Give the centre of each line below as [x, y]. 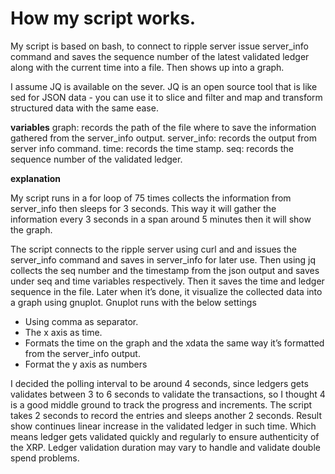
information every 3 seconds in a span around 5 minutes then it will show [161, 219]
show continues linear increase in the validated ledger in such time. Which [163, 426]
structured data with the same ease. [84, 108]
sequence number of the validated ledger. [96, 159]
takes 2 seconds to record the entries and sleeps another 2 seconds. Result [166, 415]
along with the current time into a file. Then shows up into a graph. [147, 67]
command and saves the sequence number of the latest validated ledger [160, 56]
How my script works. [103, 18]
